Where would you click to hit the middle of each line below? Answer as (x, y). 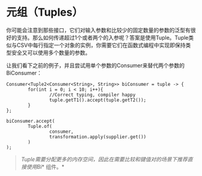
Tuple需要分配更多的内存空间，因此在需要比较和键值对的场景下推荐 (104, 159)
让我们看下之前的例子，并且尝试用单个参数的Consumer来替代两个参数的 (96, 65)
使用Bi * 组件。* (45, 166)
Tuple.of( (40, 126)
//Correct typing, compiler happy (92, 95)
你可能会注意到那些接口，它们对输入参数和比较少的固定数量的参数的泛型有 (98, 30)
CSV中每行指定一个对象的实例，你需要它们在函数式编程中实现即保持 (101, 45)
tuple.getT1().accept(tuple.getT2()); (98, 100)
